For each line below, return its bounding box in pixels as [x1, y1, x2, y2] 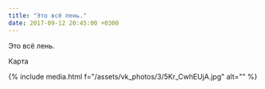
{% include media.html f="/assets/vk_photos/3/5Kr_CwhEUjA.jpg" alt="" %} [8, 72, 258, 81]
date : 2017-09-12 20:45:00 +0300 [8, 19, 119, 27]
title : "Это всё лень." [8, 11, 88, 20]
